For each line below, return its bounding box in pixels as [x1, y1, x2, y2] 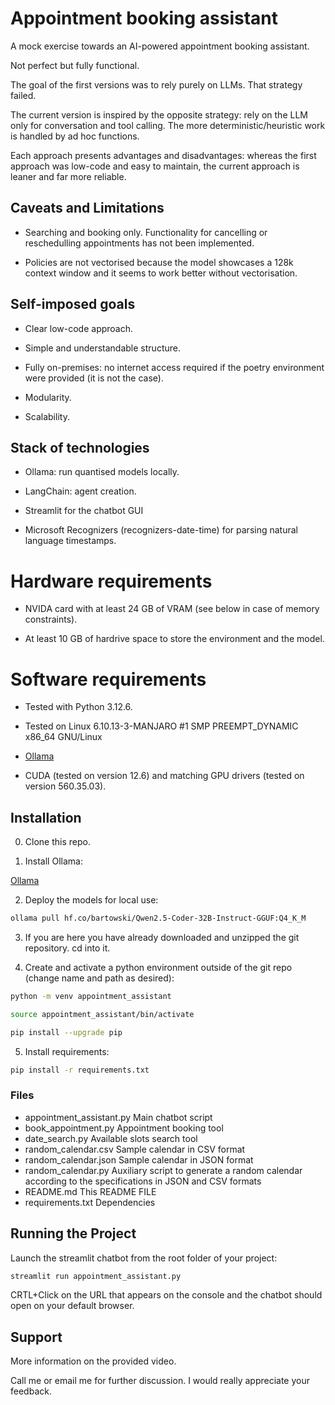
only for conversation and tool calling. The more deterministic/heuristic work [10, 119, 326, 131]
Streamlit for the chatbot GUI [24, 505, 144, 517]
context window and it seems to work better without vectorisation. [24, 267, 298, 279]
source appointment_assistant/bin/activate [10, 1009, 195, 1019]
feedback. [10, 1385, 52, 1397]
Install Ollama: [24, 855, 83, 867]
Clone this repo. [24, 836, 91, 848]
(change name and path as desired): [24, 972, 175, 984]
